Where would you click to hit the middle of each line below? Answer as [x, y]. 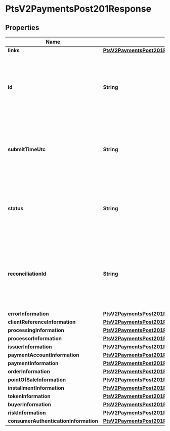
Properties [22, 28]
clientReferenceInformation [42, 322]
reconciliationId [27, 274]
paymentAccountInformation [44, 355]
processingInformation [36, 330]
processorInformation [35, 338]
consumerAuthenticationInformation [53, 421]
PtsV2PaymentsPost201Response [78, 9]
